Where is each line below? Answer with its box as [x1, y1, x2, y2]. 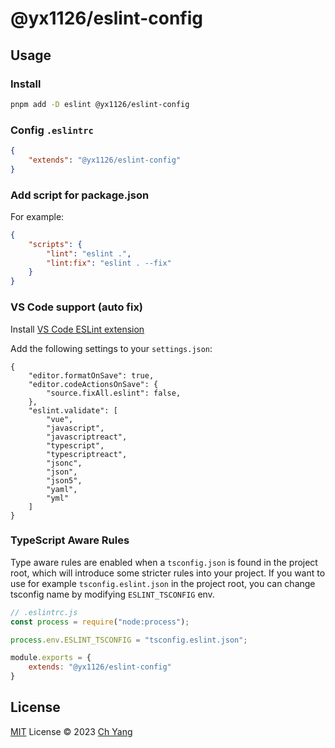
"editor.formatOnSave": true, [28, 370, 155, 381]
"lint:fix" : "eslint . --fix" [46, 258, 172, 268]
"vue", [46, 414, 74, 424]
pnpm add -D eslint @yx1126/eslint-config [10, 99, 190, 109]
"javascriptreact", [46, 432, 128, 442]
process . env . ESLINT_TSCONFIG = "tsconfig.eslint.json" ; [10, 635, 248, 645]
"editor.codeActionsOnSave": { [28, 379, 159, 389]
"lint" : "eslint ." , [46, 248, 132, 259]
